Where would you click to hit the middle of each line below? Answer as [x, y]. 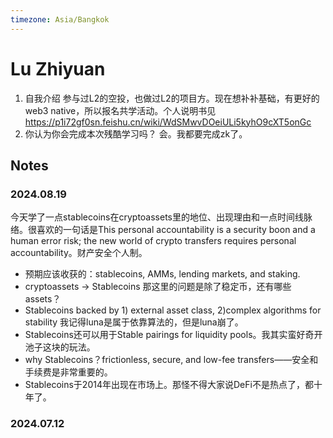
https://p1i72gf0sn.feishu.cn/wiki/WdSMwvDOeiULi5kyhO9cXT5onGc [168, 122]
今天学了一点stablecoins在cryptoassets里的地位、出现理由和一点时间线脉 [161, 217]
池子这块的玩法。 [60, 347]
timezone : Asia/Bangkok [60, 19]
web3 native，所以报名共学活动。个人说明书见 [120, 110]
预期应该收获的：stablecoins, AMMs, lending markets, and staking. [162, 274]
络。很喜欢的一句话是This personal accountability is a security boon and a [163, 230]
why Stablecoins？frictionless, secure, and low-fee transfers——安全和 [171, 360]
